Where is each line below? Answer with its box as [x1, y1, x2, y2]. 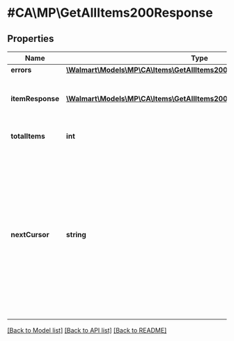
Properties [7, 33, 54, 45]
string [65, 230, 87, 239]
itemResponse [10, 94, 60, 103]
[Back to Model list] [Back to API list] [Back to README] [7, 326, 167, 334]
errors [10, 65, 32, 75]
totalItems [10, 131, 45, 141]
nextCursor [10, 230, 50, 239]
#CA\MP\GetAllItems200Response [7, 5, 214, 21]
